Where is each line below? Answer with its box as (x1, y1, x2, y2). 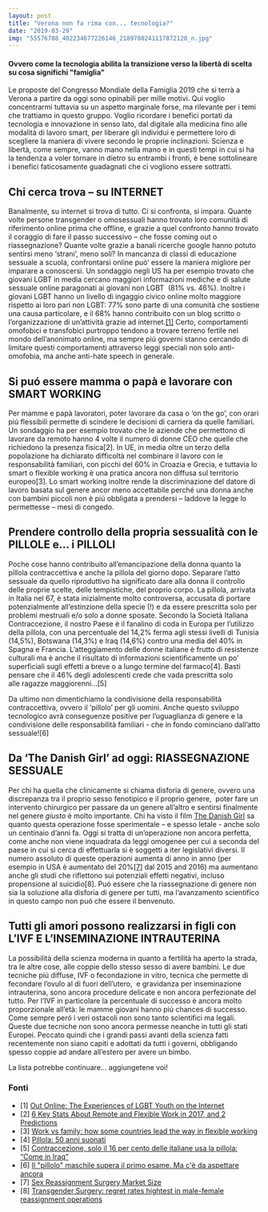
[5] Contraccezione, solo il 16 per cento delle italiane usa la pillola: (19, 1143, 238, 1153)
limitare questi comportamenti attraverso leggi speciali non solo (8, 343, 218, 353)
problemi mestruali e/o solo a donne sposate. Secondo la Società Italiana (8, 610, 249, 620)
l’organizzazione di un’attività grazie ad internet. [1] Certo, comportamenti (8, 318, 249, 327)
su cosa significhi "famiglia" (8, 67, 106, 77)
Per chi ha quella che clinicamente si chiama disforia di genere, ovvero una (8, 785, 255, 795)
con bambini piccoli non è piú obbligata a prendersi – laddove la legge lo (8, 494, 246, 504)
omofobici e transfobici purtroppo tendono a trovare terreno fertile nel (8, 326, 238, 335)
